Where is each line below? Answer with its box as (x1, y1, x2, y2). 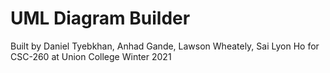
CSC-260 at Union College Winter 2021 (10, 50, 172, 62)
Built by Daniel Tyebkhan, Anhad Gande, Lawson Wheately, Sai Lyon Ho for (10, 40, 320, 52)
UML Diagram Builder (10, 7, 191, 30)
